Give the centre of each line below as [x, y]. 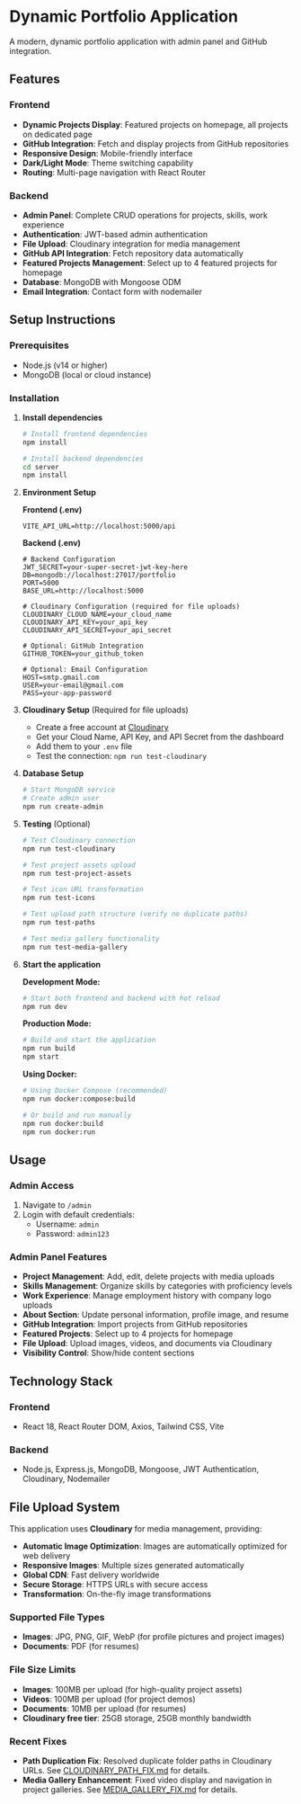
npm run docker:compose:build [79, 1099]
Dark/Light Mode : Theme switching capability [108, 163]
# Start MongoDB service [69, 790]
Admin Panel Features [58, 1257]
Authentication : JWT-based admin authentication [115, 234]
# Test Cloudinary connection [79, 840]
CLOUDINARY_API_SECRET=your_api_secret [97, 630]
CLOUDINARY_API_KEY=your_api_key [85, 622]
